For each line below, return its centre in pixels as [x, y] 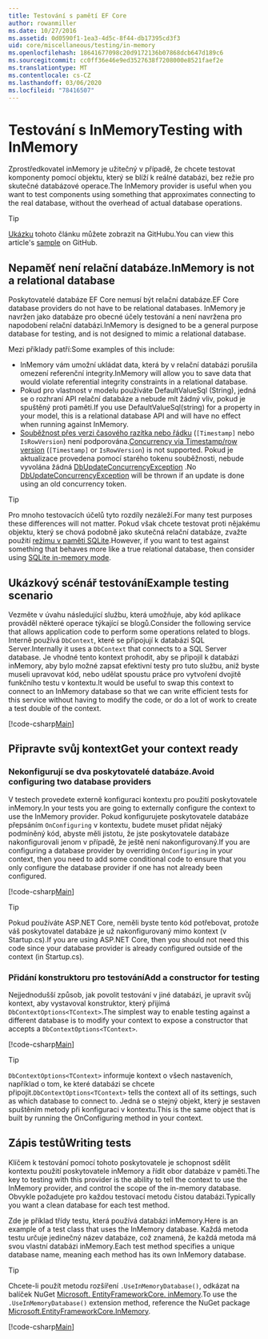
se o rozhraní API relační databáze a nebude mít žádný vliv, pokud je [132, 399]
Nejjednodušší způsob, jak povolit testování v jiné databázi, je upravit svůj [130, 994]
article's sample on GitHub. [53, 243]
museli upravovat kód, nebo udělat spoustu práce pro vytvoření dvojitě [125, 674]
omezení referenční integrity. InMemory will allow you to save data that [136, 373]
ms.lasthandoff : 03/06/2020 [55, 83]
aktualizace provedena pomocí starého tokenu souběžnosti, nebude [132, 458]
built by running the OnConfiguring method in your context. [106, 1118]
